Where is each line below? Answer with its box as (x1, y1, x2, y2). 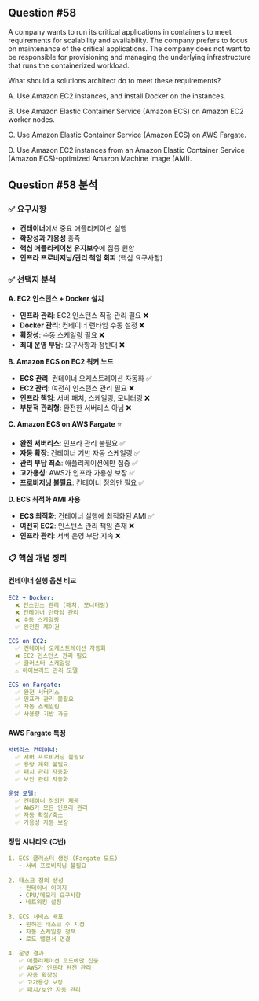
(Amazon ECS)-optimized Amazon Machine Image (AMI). (8, 153, 192, 163)
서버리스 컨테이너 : (8, 746, 59, 754)
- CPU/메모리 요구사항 (18, 891, 82, 899)
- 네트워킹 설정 (18, 899, 62, 907)
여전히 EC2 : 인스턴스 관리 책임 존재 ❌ (19, 521, 135, 530)
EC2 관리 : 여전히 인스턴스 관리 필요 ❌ (19, 383, 135, 393)
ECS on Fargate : (8, 681, 61, 689)
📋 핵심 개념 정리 (8, 552, 67, 563)
